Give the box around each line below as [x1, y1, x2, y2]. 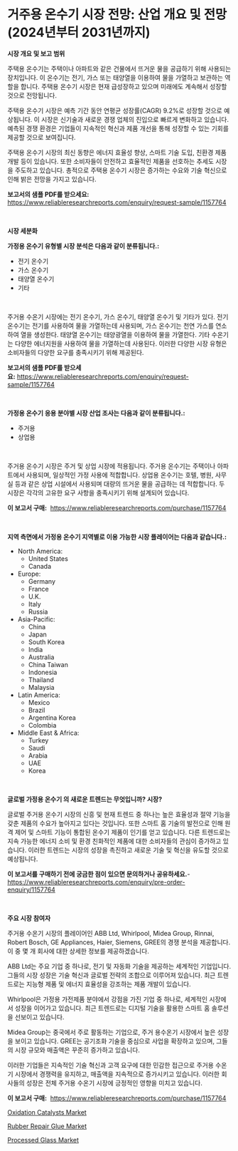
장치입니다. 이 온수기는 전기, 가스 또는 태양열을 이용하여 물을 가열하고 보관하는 [7, 73, 224, 82]
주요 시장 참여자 [7, 914, 51, 922]
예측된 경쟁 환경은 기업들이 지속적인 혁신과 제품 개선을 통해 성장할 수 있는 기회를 [7, 124, 229, 133]
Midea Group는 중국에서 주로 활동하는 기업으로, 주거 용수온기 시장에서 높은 [7, 1028, 216, 1036]
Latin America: [17, 691, 60, 699]
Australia [28, 653, 55, 661]
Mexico [28, 698, 50, 706]
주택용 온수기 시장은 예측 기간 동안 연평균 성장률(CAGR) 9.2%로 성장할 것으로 [7, 106, 222, 115]
